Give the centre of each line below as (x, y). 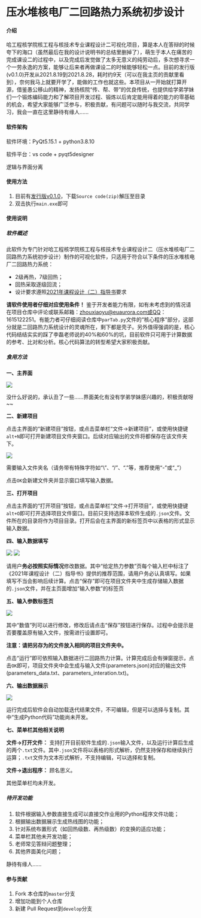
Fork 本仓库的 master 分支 (45, 893)
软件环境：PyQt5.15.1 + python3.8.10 (50, 141)
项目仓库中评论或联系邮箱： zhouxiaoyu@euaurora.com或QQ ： (89, 312)
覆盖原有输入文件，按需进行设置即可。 (64, 633)
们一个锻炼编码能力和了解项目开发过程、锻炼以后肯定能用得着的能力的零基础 (100, 97)
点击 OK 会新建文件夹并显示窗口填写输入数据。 (61, 481)
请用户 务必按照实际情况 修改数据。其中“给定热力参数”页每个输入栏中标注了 (98, 566)
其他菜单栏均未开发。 (32, 783)
